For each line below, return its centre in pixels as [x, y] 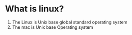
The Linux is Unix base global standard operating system [70, 22]
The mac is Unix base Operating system [53, 27]
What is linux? [35, 9]
